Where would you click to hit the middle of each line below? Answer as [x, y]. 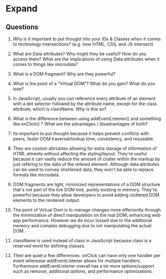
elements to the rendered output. [47, 200]
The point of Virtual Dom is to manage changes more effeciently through [87, 210]
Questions [22, 27]
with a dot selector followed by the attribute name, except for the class [85, 104]
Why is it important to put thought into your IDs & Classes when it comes [87, 39]
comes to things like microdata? [45, 64]
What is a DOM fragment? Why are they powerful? [64, 74]
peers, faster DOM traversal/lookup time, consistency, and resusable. [83, 139]
